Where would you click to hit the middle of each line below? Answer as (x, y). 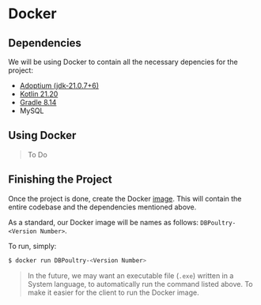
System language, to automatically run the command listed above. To (140, 284)
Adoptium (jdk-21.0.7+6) (59, 85)
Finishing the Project (60, 180)
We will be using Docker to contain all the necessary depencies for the (123, 62)
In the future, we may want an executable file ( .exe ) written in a (130, 275)
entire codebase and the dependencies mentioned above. (102, 207)
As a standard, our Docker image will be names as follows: (104, 222)
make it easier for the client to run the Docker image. (113, 292)
